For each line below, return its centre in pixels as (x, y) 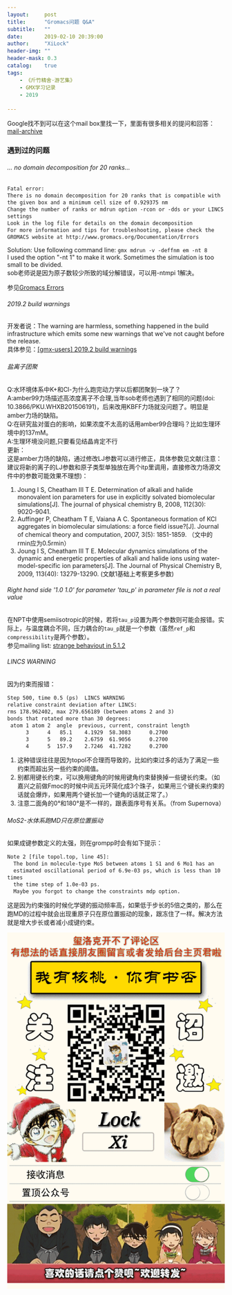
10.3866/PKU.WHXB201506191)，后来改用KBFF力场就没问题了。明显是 (108, 406)
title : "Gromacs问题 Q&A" (51, 22)
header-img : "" (29, 51)
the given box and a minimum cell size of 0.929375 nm (88, 203)
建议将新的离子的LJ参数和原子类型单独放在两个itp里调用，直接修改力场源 (111, 467)
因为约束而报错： (31, 684)
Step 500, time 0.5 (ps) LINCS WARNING (66, 698)
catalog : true (32, 66)
